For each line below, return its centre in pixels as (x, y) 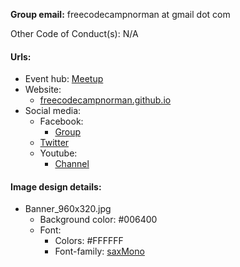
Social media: (53, 111)
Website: (43, 90)
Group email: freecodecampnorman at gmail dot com (120, 14)
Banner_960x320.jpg (68, 209)
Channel (72, 164)
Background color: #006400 (98, 220)
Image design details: (56, 186)
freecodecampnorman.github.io (105, 100)
